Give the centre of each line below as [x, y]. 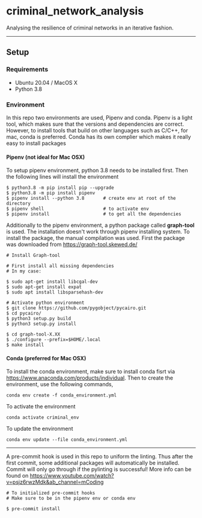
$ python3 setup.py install [41, 324]
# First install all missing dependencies [60, 266]
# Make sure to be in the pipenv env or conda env [71, 498]
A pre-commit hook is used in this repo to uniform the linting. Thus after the [100, 457]
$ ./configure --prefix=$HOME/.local [54, 340]
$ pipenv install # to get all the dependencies [94, 214]
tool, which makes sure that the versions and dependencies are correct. [95, 124]
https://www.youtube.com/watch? [72, 476]
